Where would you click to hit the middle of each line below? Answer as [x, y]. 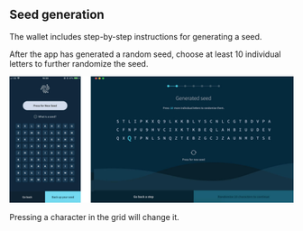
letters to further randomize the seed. [79, 63]
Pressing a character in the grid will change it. [95, 217]
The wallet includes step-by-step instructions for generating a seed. [136, 36]
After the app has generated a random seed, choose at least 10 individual [145, 54]
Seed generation [57, 15]
